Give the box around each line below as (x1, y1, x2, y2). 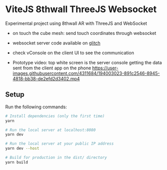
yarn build (5, 159, 28, 165)
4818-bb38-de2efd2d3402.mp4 (12, 75, 80, 81)
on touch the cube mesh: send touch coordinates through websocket (12, 30, 156, 36)
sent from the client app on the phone (12, 65, 91, 71)
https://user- (92, 65, 119, 71)
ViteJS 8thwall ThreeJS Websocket (5, 4, 157, 15)
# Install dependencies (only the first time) (5, 113, 105, 118)
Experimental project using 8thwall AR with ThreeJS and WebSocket (5, 20, 147, 26)
